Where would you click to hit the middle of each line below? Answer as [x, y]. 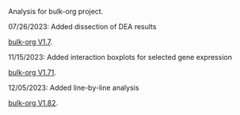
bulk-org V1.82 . [33, 103]
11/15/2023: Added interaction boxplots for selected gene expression [120, 57]
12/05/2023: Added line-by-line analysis [74, 87]
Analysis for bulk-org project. [56, 11]
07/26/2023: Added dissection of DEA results [82, 26]
